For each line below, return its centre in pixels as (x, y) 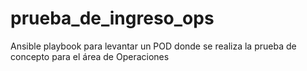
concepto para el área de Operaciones (90, 56)
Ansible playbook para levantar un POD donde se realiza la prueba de (153, 46)
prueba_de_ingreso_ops (112, 18)
